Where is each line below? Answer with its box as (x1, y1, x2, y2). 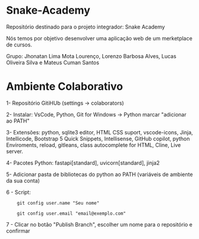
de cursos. (6, 41, 33, 48)
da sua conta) (6, 177, 40, 184)
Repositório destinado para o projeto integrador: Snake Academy (6, 23, 165, 30)
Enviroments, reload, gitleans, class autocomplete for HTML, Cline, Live (6, 141, 181, 149)
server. (6, 147, 24, 155)
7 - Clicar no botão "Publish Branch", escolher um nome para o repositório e (6, 221, 193, 228)
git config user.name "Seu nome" (17, 200, 100, 206)
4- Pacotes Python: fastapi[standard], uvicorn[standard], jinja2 (6, 159, 160, 166)
